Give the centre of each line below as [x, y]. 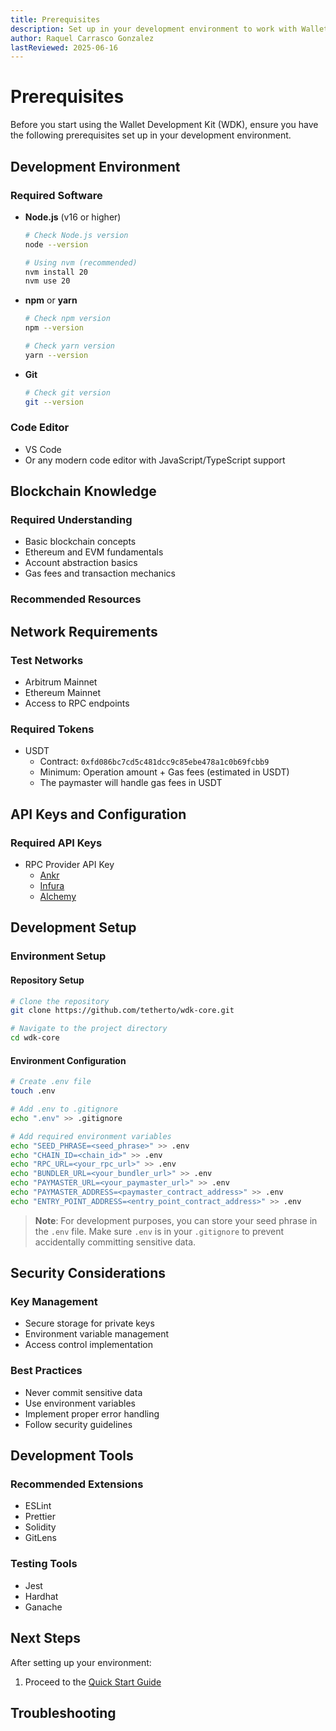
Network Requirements [84, 631]
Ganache [43, 1607]
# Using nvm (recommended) [81, 262]
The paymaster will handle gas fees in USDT [131, 783]
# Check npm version [67, 319]
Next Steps [45, 1638]
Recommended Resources [76, 599]
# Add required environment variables [91, 1136]
